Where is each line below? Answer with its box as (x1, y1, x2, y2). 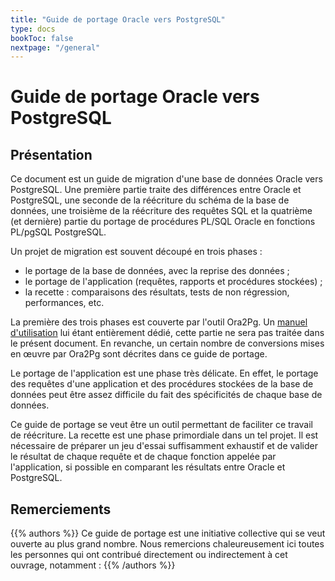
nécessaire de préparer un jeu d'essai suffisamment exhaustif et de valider (10, 440, 318, 452)
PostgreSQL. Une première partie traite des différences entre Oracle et (10, 184, 302, 196)
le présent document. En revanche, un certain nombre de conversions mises (10, 337, 325, 350)
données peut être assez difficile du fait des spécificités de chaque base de (10, 389, 323, 401)
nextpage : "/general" (10, 42, 101, 53)
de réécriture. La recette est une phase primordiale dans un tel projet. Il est (10, 429, 319, 441)
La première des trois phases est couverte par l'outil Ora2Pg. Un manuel (10, 316, 308, 328)
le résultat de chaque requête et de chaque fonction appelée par (10, 451, 277, 463)
